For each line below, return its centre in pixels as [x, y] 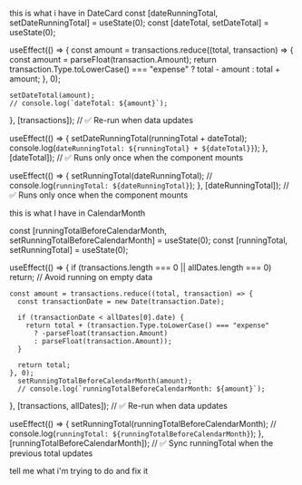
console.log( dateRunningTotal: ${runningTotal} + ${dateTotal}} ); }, [139, 148]
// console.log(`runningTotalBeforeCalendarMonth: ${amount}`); [141, 389]
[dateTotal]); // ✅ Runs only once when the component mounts [126, 157]
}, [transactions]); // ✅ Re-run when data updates [101, 120]
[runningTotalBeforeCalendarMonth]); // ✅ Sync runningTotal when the [141, 443]
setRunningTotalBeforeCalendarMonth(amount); [105, 381]
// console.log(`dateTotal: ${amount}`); [89, 103]
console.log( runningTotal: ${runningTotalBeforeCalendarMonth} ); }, [137, 433]
